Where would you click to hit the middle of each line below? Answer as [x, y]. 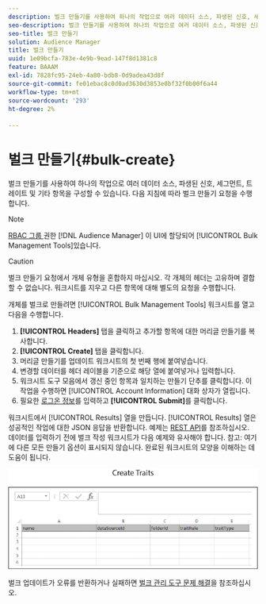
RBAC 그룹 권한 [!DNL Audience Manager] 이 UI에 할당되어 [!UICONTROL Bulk [133, 236]
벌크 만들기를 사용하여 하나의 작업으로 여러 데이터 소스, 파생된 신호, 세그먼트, [126, 183]
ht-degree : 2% [32, 109]
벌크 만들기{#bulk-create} [92, 160]
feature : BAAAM [33, 67]
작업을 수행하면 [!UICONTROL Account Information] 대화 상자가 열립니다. [135, 391]
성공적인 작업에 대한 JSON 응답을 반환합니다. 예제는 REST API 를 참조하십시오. [129, 428]
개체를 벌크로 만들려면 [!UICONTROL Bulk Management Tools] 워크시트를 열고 [131, 305]
